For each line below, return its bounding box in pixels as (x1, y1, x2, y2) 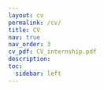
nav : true (8, 33, 41, 41)
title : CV (8, 26, 41, 34)
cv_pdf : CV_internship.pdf (8, 48, 97, 56)
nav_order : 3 (8, 41, 51, 49)
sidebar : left (15, 70, 61, 77)
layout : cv (8, 11, 44, 20)
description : (8, 56, 51, 63)
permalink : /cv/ (8, 19, 61, 27)
